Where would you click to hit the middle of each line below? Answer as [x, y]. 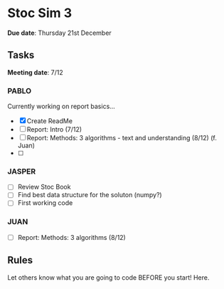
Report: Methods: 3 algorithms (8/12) [71, 237]
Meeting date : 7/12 [35, 72]
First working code [45, 203]
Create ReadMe [50, 121]
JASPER [22, 171]
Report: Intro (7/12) [54, 130]
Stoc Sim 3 [40, 13]
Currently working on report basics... [61, 106]
